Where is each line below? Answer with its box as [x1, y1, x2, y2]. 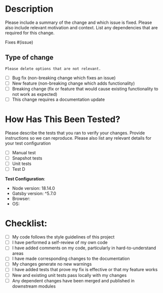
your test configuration [5, 140, 51, 146]
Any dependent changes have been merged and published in [12, 277, 135, 283]
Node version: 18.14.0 [12, 185, 55, 191]
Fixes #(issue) [5, 39, 34, 45]
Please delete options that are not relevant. [5, 66, 101, 71]
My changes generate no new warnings [12, 261, 92, 267]
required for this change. [5, 30, 55, 36]
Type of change [5, 54, 54, 62]
